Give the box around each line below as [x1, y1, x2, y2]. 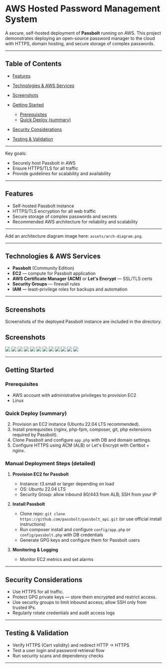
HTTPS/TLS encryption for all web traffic [12, 208, 96, 214]
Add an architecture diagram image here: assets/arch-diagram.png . [5, 233, 143, 239]
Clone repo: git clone [19, 511, 66, 517]
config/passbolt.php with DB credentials [19, 532, 103, 538]
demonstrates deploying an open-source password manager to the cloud [5, 35, 155, 41]
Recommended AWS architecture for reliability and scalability [12, 218, 138, 224]
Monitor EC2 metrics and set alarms [19, 557, 93, 563]
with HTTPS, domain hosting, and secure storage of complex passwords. [5, 40, 155, 46]
